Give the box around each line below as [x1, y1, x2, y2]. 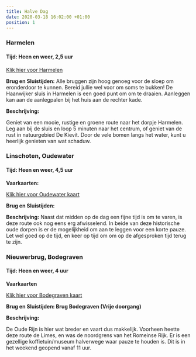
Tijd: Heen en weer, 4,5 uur [6, 167, 73, 174]
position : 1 [6, 19, 35, 25]
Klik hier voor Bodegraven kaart [6, 292, 82, 299]
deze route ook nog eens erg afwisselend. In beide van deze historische [6, 220, 180, 227]
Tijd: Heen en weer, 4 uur [6, 267, 68, 275]
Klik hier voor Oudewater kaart [6, 190, 80, 197]
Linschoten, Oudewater [6, 152, 74, 160]
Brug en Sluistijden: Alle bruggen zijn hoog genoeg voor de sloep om [6, 77, 174, 85]
